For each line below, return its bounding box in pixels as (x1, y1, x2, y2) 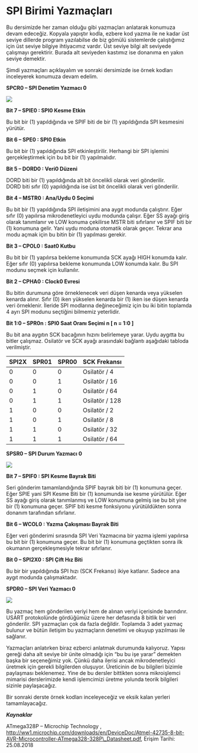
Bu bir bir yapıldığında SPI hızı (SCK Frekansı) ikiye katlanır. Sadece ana (6, 567, 180, 575)
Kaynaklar (6, 711, 33, 718)
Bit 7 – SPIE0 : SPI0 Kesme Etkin (6, 106, 86, 113)
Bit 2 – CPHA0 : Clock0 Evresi (6, 278, 80, 285)
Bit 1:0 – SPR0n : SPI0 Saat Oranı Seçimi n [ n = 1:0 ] (6, 319, 134, 326)
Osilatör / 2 (82, 406, 114, 414)
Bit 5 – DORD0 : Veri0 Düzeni (6, 165, 78, 172)
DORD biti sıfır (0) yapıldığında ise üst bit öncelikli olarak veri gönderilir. (6, 183, 179, 190)
